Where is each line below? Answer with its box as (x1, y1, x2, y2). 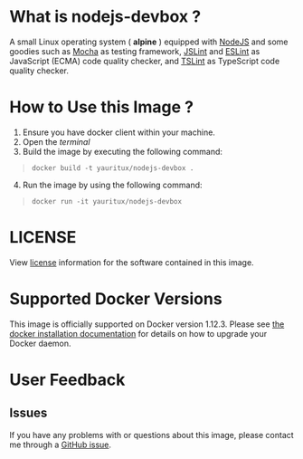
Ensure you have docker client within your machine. (22, 127, 215, 138)
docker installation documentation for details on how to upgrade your (9, 328, 268, 339)
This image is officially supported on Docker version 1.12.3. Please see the (9, 319, 285, 330)
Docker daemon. (9, 338, 71, 349)
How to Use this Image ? (9, 97, 194, 118)
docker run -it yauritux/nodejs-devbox (31, 196, 183, 206)
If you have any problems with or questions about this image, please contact (9, 429, 294, 440)
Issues (9, 406, 48, 421)
